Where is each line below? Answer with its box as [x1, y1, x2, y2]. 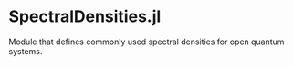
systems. [8, 45, 43, 56]
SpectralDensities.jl [8, 6, 162, 27]
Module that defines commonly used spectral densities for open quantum [8, 36, 285, 47]
